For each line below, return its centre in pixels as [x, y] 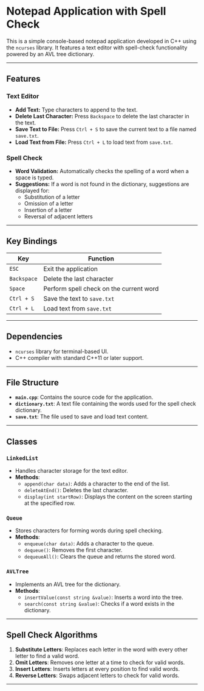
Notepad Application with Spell [86, 11]
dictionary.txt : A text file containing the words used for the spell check [105, 404]
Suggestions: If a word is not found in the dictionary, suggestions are [102, 184]
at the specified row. [50, 503]
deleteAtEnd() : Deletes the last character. [76, 490]
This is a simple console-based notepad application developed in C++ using [101, 41]
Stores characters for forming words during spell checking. [89, 531]
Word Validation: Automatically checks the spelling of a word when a [102, 171]
